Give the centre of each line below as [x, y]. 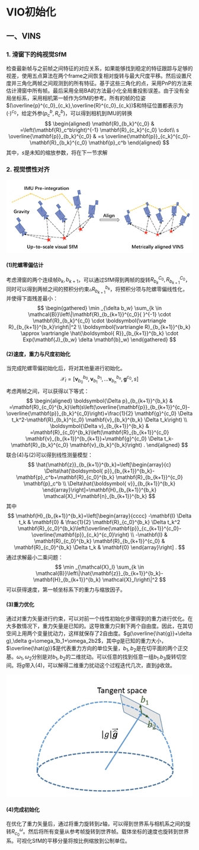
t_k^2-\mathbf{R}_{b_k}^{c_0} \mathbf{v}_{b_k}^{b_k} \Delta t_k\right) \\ [99, 420]
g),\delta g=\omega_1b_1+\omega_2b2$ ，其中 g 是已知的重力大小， [86, 641]
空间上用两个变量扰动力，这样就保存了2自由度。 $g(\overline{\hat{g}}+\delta [99, 633]
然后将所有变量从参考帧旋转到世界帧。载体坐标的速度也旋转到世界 [109, 831]
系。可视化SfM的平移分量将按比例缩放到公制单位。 [68, 841]
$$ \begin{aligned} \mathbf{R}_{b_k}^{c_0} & [99, 124]
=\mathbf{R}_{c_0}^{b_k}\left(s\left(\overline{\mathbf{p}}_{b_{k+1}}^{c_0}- [99, 407]
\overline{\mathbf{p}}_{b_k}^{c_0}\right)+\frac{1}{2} [70, 414]
